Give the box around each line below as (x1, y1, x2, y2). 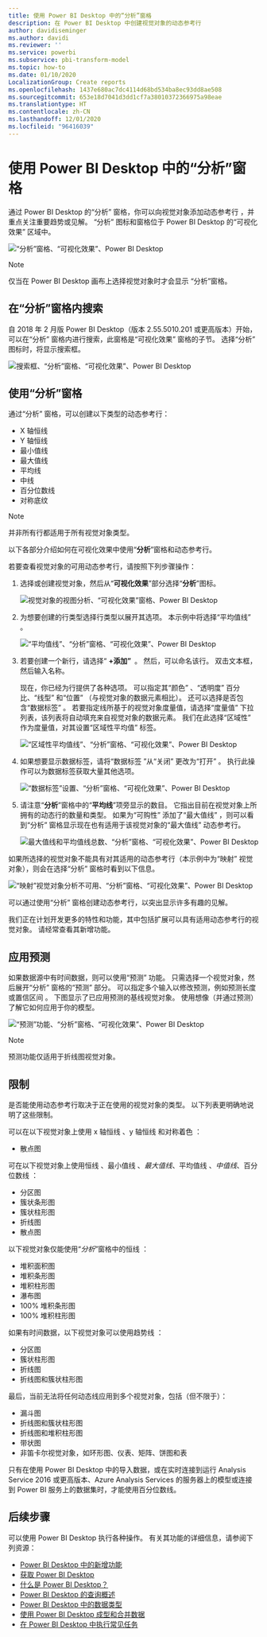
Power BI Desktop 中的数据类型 (19, 1600, 122, 1609)
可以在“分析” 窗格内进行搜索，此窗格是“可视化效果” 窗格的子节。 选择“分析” (8, 334, 256, 344)
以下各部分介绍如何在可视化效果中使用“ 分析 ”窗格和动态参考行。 (8, 545, 217, 554)
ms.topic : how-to (8, 64, 66, 72)
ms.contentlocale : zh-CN (8, 108, 91, 116)
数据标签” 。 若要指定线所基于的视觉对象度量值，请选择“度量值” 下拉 (29, 703, 254, 713)
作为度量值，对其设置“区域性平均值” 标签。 (19, 723, 161, 733)
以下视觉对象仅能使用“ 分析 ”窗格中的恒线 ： (8, 1244, 149, 1254)
